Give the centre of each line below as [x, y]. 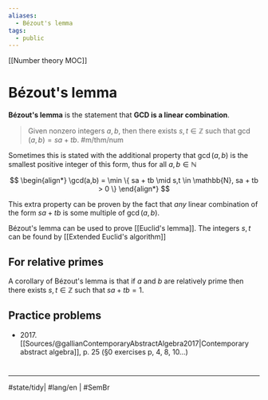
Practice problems [55, 316]
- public [30, 38]
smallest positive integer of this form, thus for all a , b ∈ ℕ [102, 164]
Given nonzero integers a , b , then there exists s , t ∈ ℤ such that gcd [139, 131]
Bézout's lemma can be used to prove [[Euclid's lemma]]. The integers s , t [130, 228]
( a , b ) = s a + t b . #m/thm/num [75, 140]
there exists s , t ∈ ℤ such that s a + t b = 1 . [76, 290]
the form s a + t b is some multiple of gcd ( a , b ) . [84, 213]
